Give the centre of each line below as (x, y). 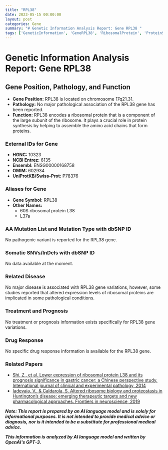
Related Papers (24, 364)
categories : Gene (23, 24)
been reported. (28, 110)
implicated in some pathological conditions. (50, 298)
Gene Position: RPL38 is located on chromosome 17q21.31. (73, 99)
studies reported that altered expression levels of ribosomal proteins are (79, 293)
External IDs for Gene (32, 144)
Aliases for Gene (26, 189)
